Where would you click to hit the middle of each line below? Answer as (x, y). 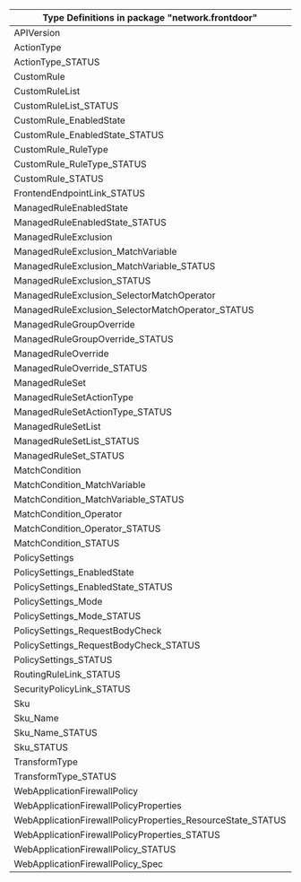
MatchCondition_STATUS (67, 543)
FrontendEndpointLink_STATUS (80, 193)
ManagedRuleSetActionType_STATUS (93, 412)
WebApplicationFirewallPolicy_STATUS (95, 849)
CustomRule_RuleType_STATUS (80, 164)
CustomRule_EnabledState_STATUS (89, 135)
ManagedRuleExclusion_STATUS (82, 280)
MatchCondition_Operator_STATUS (87, 528)
